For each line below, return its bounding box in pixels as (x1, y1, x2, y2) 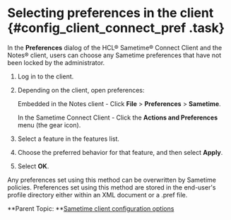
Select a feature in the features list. (17, 134, 120, 143)
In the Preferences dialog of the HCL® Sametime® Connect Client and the (7, 43, 223, 52)
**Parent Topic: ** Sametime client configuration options (7, 204, 174, 213)
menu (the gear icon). (17, 120, 81, 129)
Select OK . (17, 161, 49, 170)
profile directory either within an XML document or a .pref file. (7, 190, 188, 199)
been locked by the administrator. (7, 58, 105, 66)
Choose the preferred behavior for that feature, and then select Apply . (17, 148, 223, 156)
